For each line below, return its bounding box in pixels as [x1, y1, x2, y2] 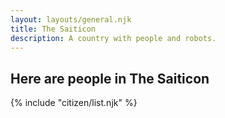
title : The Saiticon [10, 24, 97, 34]
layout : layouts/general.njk [10, 14, 132, 25]
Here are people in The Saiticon [10, 70, 210, 87]
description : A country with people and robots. [10, 33, 217, 43]
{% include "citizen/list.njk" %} [10, 97, 138, 109]
